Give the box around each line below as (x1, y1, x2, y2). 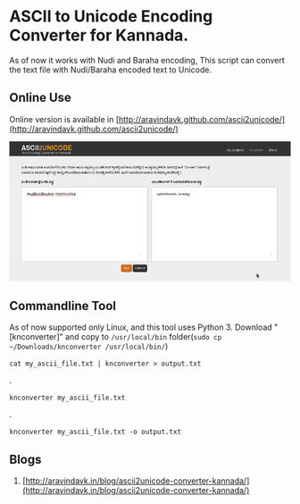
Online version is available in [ (9, 113, 119, 124)
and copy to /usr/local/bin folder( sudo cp (65, 332, 222, 342)
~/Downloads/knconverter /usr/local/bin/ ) (9, 341, 169, 352)
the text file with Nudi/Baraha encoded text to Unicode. (9, 64, 212, 75)
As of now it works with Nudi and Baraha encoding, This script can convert (9, 55, 285, 65)
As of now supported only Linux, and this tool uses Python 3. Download (9, 322, 272, 332)
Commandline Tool (9, 298, 117, 314)
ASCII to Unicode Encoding (9, 6, 213, 27)
